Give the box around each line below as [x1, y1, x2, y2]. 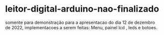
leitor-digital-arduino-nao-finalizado [5, 3, 160, 15]
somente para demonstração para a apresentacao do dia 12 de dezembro [5, 19, 155, 25]
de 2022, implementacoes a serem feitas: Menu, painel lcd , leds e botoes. [5, 24, 158, 30]
